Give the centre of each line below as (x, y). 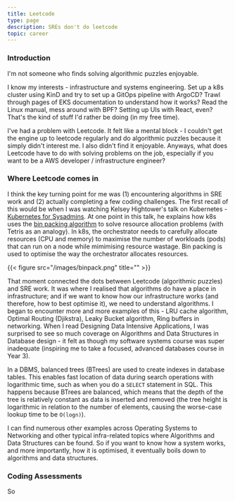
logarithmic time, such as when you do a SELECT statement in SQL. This (110, 384)
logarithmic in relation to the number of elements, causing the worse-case (115, 407)
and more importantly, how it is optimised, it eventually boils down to (107, 450)
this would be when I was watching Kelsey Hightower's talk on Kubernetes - (117, 209)
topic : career (28, 33)
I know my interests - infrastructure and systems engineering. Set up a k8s (115, 87)
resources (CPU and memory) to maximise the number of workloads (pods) (117, 239)
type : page (23, 20)
